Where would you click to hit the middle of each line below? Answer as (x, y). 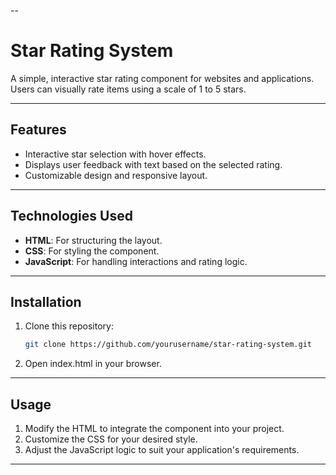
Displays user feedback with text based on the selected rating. (153, 164)
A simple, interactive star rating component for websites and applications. (162, 78)
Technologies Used (71, 216)
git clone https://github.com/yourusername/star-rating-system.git (168, 345)
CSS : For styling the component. (92, 251)
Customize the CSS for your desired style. (111, 439)
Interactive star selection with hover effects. (115, 154)
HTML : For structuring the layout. (93, 240)
